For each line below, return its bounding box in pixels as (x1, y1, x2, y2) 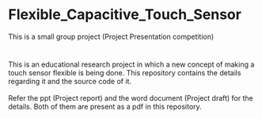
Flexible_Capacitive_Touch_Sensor (8, 6, 241, 24)
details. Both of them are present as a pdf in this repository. (8, 102, 202, 112)
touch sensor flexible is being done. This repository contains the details (8, 68, 241, 78)
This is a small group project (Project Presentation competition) (8, 32, 215, 41)
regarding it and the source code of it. (8, 77, 132, 86)
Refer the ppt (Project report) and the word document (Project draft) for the (8, 94, 253, 103)
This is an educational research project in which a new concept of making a (8, 59, 255, 69)
